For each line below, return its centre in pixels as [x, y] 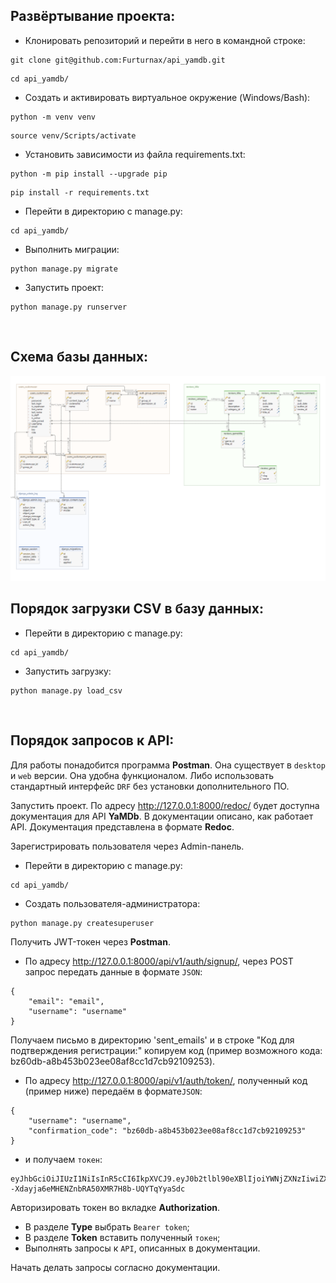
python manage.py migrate [64, 269]
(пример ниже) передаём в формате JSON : [113, 1091]
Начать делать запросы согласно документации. [115, 1267]
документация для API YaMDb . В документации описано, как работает [162, 816]
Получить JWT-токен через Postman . [90, 941]
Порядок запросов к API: [92, 740]
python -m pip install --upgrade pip [89, 174]
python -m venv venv [53, 117]
